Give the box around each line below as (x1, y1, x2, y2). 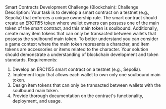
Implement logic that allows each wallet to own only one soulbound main (12, 72, 161, 77)
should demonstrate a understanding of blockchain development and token (5, 52, 159, 57)
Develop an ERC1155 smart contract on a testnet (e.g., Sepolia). (12, 66, 142, 72)
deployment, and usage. (12, 98, 62, 104)
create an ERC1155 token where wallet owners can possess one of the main (5, 20, 160, 26)
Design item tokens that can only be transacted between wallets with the (12, 82, 161, 88)
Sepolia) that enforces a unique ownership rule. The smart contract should (5, 15, 157, 20)
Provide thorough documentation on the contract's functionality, (12, 93, 144, 99)
